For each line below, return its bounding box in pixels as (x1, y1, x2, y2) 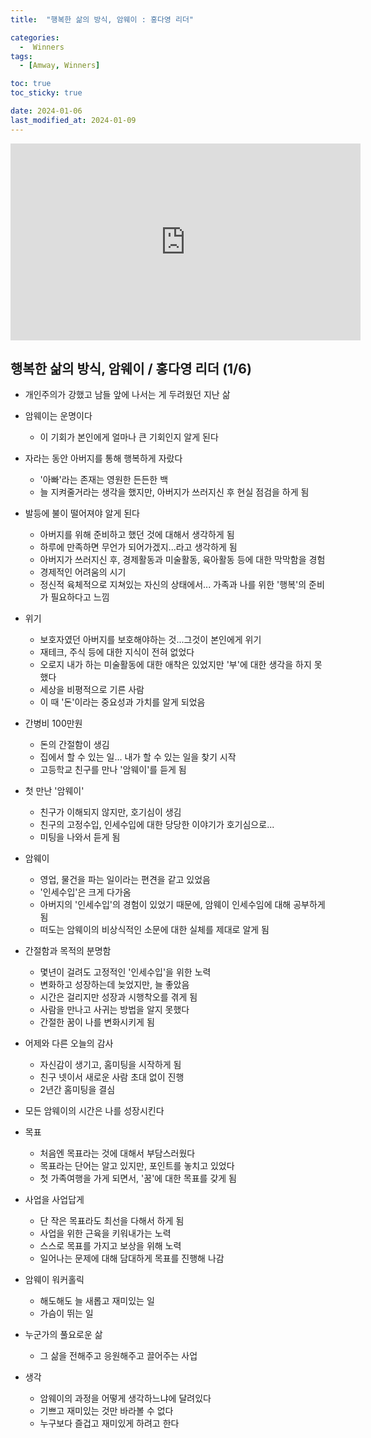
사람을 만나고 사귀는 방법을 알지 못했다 (39, 1004, 190, 1016)
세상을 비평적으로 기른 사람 (39, 684, 145, 696)
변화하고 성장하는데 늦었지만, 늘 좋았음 (39, 979, 190, 991)
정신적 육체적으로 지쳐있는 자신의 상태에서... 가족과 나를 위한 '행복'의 (39, 579, 307, 591)
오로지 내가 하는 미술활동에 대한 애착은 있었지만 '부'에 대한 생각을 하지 (39, 659, 312, 671)
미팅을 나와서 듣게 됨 (39, 831, 121, 843)
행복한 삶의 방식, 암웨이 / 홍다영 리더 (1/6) (10, 361, 252, 378)
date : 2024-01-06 (10, 106, 83, 116)
